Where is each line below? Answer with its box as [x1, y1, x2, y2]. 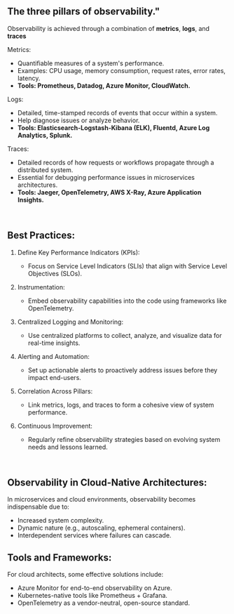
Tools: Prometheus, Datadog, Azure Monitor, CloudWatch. [17, 81, 191, 90]
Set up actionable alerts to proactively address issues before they [27, 365, 218, 374]
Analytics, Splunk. [17, 131, 73, 139]
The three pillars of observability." [7, 6, 160, 18]
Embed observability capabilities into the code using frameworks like [27, 296, 227, 305]
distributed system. [17, 165, 74, 174]
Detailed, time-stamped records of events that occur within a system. [17, 108, 218, 117]
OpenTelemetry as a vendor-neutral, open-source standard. [17, 599, 191, 607]
